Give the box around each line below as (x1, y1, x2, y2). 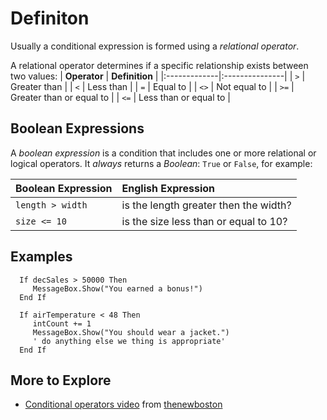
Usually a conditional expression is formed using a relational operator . (10, 40, 300, 52)
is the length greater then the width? (121, 198, 292, 212)
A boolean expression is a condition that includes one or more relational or (10, 147, 317, 159)
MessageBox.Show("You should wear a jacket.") (32, 327, 230, 337)
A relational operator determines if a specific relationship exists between (10, 59, 309, 71)
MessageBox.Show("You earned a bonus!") (32, 283, 203, 294)
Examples (10, 248, 73, 266)
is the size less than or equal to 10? (121, 214, 288, 228)
